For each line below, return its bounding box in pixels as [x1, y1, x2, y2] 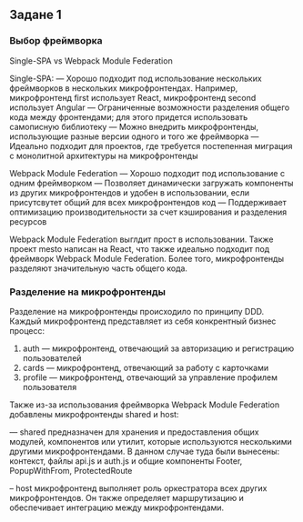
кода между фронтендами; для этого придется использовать [9, 111, 248, 122]
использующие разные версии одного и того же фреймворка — [9, 131, 259, 142]
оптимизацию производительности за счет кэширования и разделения [9, 206, 288, 217]
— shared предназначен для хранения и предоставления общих [9, 427, 259, 437]
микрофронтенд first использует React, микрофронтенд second [9, 92, 257, 103]
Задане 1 [9, 7, 62, 23]
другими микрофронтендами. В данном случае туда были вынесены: [9, 446, 280, 457]
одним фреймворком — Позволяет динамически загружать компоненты [9, 177, 294, 188]
